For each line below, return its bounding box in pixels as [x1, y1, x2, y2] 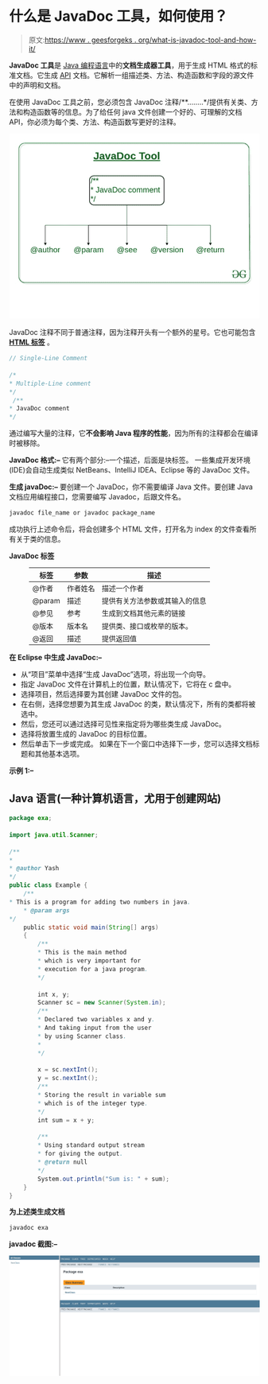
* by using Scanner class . [37, 1032, 127, 1040]
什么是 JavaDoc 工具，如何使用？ [9, 7, 229, 25]
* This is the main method [37, 948, 127, 957]
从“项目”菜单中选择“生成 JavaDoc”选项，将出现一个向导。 [20, 670, 210, 679]
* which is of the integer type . [37, 1099, 149, 1107]
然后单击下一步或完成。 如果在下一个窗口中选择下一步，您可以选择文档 [20, 739, 253, 748]
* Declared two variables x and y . [37, 1016, 156, 1024]
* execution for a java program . [37, 965, 149, 973]
